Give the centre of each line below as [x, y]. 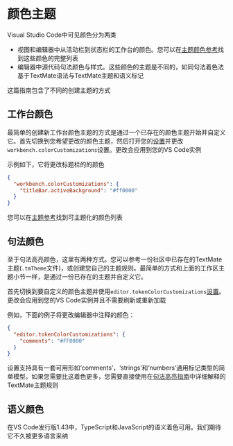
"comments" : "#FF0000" [52, 341]
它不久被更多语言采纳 [37, 436]
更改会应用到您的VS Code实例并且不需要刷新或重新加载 [87, 300]
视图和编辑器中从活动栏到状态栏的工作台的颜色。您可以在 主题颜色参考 [118, 49]
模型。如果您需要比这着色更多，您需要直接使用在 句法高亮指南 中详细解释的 [119, 377]
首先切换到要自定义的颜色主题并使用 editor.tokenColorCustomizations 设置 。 [116, 291]
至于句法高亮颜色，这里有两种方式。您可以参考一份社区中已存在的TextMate [115, 259]
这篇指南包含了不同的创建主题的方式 [59, 90]
